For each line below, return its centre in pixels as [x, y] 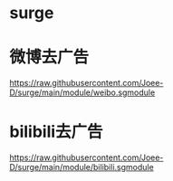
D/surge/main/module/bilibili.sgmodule [82, 167]
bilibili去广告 [56, 132]
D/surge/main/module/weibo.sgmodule [82, 92]
